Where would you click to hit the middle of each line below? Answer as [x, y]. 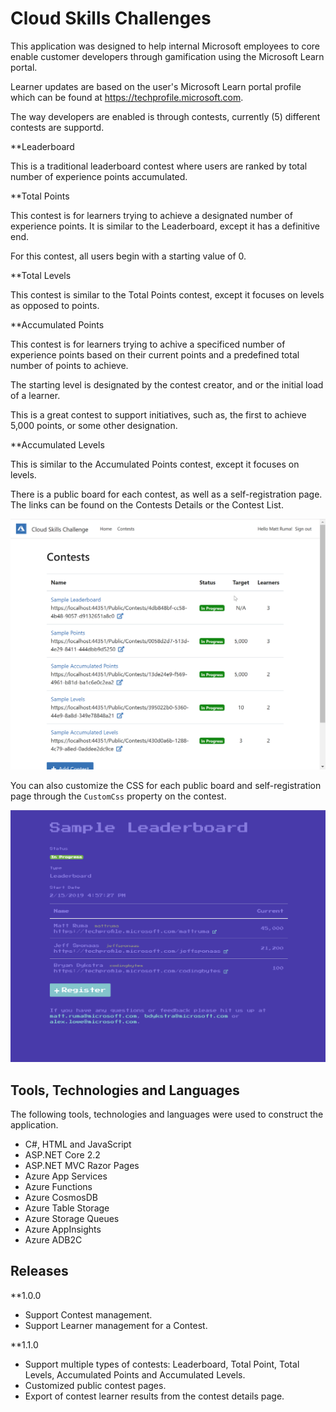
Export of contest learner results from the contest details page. [154, 1396]
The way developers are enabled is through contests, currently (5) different [165, 116]
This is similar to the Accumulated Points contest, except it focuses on [155, 464]
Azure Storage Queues [72, 1218]
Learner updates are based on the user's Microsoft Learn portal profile [156, 86]
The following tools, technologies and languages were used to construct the [167, 1114]
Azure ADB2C [53, 1239]
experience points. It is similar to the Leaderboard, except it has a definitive [165, 226]
